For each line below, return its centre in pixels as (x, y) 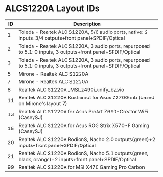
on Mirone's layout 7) (43, 103)
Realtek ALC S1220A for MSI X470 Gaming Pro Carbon (82, 167)
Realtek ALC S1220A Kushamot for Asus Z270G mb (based (87, 97)
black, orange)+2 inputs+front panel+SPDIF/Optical (77, 159)
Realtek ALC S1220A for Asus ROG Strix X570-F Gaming (84, 125)
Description (87, 24)
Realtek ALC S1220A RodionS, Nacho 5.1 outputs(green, (84, 153)
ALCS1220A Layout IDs (52, 8)
